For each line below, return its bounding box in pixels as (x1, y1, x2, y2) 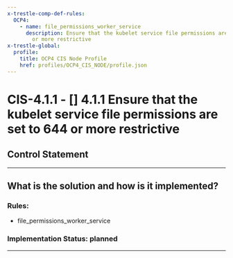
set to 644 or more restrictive (7, 121, 180, 137)
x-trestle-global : (7, 42, 60, 49)
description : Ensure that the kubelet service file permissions (25, 29, 216, 37)
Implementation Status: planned (7, 234, 118, 243)
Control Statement (7, 148, 89, 160)
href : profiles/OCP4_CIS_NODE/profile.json (19, 62, 148, 69)
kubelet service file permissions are (7, 106, 218, 122)
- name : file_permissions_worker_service (19, 23, 141, 30)
